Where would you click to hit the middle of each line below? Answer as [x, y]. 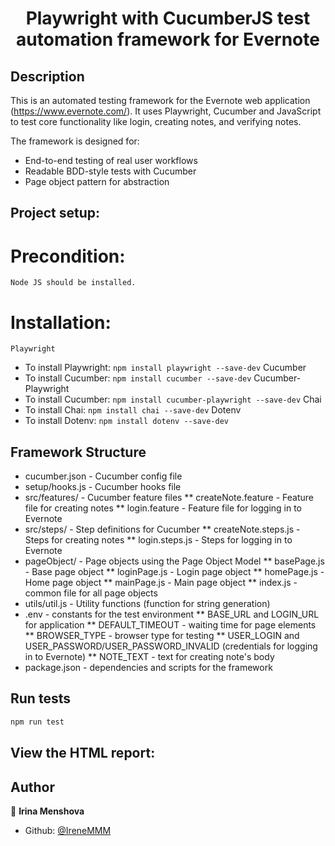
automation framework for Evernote [168, 39]
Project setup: [55, 213]
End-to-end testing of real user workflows [111, 160]
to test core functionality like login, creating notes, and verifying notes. [156, 121]
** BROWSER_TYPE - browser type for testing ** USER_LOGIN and [162, 636]
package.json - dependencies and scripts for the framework [148, 668]
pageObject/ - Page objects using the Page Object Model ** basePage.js [174, 561]
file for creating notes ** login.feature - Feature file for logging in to [163, 508]
